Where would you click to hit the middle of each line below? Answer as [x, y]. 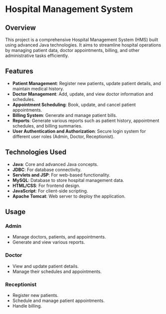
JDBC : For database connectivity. [47, 169]
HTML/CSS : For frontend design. [46, 185]
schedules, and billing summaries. [47, 125]
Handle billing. [27, 305]
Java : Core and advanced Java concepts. [55, 164]
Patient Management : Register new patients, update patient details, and [86, 83]
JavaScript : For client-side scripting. [50, 190]
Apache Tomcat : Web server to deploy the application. [69, 196]
